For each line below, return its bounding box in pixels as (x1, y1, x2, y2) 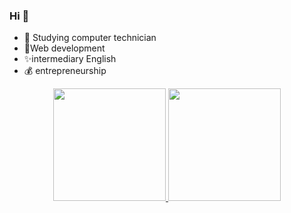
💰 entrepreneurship (23, 65, 107, 77)
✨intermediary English (23, 53, 117, 65)
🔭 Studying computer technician (23, 32, 157, 44)
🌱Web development (23, 42, 106, 54)
